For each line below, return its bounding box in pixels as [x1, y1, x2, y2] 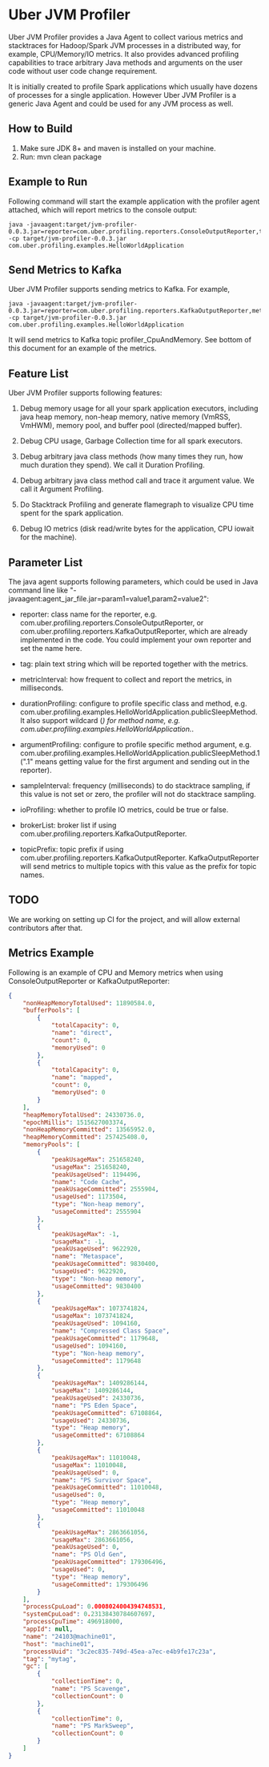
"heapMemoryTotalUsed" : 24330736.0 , [22, 1110, 146, 1119]
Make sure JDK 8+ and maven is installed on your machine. [19, 143, 216, 153]
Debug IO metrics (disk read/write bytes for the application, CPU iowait [19, 524, 255, 534]
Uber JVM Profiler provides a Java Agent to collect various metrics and [8, 32, 243, 42]
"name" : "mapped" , [50, 1074, 113, 1082]
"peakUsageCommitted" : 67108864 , [50, 1409, 163, 1417]
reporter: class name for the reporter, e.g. [19, 609, 158, 619]
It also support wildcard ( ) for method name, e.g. [19, 716, 181, 725]
